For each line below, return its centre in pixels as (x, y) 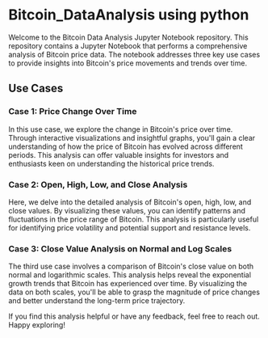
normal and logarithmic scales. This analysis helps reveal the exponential (130, 275)
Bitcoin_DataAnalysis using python (129, 15)
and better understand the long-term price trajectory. (97, 301)
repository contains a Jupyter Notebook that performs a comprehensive (128, 45)
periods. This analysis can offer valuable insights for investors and (119, 154)
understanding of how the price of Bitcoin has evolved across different (126, 146)
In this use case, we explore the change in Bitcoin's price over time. (121, 129)
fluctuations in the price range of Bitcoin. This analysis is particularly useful (134, 219)
